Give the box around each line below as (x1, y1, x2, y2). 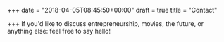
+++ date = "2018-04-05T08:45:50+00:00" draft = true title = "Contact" (7, 6, 218, 14)
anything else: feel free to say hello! (7, 27, 111, 35)
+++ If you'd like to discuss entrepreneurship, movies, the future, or (7, 20, 204, 27)
